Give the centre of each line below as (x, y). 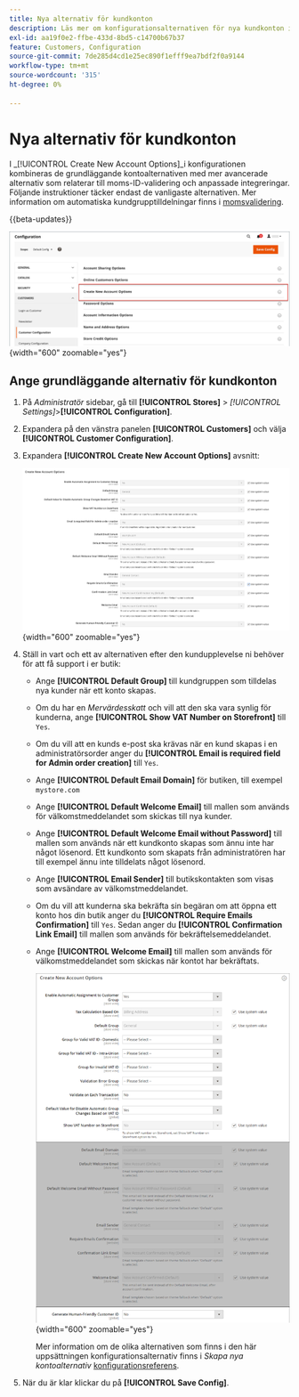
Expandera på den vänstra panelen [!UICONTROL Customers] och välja (154, 429)
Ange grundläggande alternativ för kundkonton (143, 381)
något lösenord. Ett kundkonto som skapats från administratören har (161, 853)
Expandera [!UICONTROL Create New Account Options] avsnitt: (141, 456)
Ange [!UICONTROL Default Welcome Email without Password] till (159, 833)
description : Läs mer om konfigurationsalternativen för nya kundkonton (147, 28)
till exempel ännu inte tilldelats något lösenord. (121, 862)
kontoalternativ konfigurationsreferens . (107, 1365)
